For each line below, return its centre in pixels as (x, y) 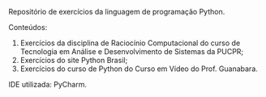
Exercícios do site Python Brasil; (74, 60)
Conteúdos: (28, 27)
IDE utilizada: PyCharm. (48, 84)
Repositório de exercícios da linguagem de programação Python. (117, 12)
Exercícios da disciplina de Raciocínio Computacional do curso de (130, 43)
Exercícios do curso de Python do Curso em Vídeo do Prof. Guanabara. (139, 69)
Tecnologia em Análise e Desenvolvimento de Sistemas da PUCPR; (132, 51)
